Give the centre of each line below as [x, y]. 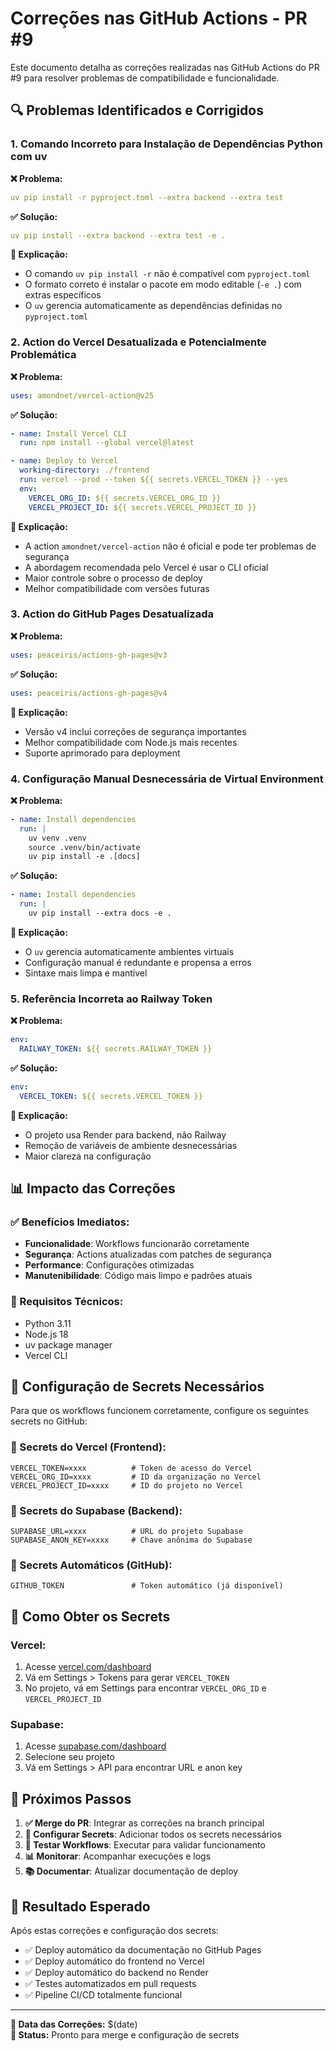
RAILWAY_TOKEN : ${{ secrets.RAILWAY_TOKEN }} [116, 1049]
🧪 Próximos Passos [71, 1798]
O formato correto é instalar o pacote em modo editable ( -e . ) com [163, 284]
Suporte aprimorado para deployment [102, 753]
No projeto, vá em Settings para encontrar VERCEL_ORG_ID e [145, 1688]
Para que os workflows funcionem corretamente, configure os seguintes [159, 1411]
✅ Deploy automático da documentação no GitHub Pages [143, 1949]
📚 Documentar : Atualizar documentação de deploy [131, 1871]
